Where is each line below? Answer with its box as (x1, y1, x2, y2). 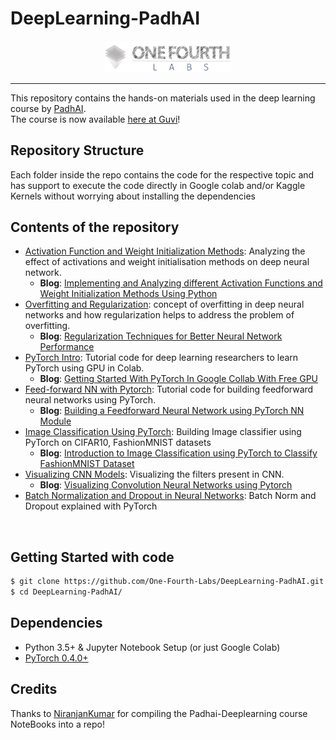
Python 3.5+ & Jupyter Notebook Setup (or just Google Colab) (24, 641, 281, 653)
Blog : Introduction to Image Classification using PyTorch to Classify (39, 447, 318, 459)
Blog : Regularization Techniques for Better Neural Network (39, 330, 283, 342)
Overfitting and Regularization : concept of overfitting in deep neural (24, 298, 305, 311)
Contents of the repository (10, 219, 180, 236)
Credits (10, 681, 58, 698)
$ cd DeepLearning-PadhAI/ (10, 587, 123, 597)
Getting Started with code (10, 548, 175, 566)
